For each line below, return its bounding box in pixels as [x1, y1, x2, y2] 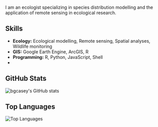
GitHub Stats [5, 74, 47, 83]
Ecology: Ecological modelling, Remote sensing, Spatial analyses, [12, 38, 151, 44]
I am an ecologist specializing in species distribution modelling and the [5, 5, 153, 10]
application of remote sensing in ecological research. [5, 10, 117, 16]
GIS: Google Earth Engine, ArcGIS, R [12, 48, 89, 55]
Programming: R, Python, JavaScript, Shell [12, 54, 103, 60]
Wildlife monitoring [12, 43, 52, 49]
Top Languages [5, 103, 55, 111]
